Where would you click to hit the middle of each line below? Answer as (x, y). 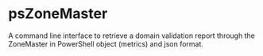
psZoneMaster (58, 14)
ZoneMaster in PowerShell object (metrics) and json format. (106, 43)
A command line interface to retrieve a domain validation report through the (132, 35)
